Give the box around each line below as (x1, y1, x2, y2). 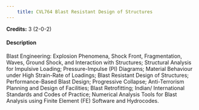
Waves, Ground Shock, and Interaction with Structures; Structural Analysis (6, 58, 192, 66)
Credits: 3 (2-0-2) (6, 25, 52, 32)
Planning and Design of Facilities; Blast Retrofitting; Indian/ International (6, 84, 185, 91)
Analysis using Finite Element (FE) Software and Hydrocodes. (6, 97, 159, 104)
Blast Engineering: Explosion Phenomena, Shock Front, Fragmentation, (6, 52, 183, 60)
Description (6, 39, 37, 46)
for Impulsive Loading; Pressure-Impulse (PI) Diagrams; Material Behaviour (6, 65, 193, 72)
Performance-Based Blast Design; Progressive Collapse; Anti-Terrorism (6, 78, 184, 85)
